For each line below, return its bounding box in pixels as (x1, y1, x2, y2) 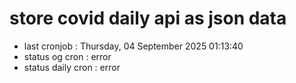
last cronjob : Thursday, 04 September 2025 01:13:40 (23, 40, 244, 52)
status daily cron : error (23, 61, 121, 73)
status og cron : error (23, 50, 112, 62)
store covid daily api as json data (9, 7, 287, 30)
